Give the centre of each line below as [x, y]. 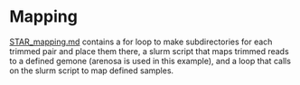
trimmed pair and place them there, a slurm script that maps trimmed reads [149, 51]
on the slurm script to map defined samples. [92, 71]
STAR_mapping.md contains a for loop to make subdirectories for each [141, 42]
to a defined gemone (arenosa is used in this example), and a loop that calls [150, 61]
